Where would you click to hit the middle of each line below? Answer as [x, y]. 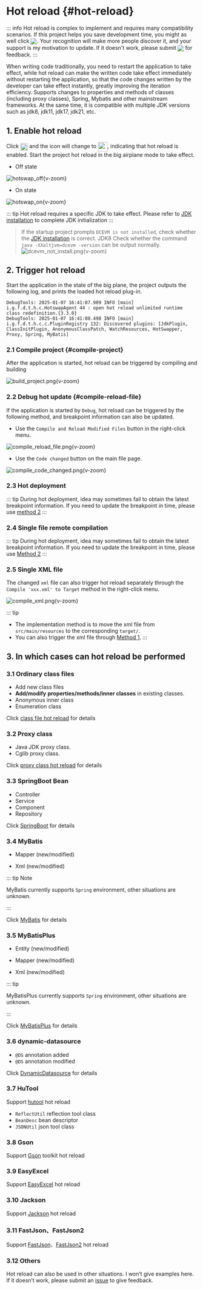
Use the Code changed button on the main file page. [78, 458]
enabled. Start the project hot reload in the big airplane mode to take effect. [101, 155]
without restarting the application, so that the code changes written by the [99, 80]
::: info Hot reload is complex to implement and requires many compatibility [100, 28]
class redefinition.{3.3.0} [42, 313]
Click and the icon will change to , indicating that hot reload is [92, 146]
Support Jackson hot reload [41, 1213]
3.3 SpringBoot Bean [37, 781]
